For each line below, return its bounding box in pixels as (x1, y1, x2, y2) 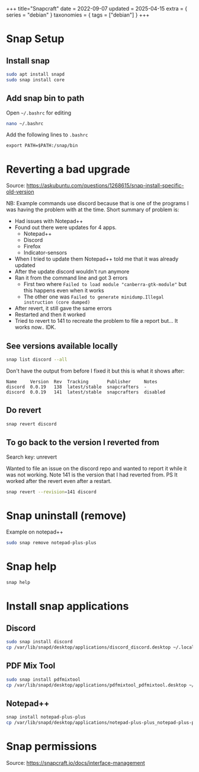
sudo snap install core (6, 77, 65, 82)
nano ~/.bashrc (6, 120, 44, 126)
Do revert (6, 405, 41, 415)
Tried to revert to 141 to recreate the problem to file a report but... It (14, 317, 178, 325)
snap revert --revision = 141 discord (6, 489, 97, 495)
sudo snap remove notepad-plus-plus (6, 540, 97, 546)
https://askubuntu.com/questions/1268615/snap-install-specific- (26, 182, 184, 189)
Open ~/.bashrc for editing (6, 109, 72, 116)
